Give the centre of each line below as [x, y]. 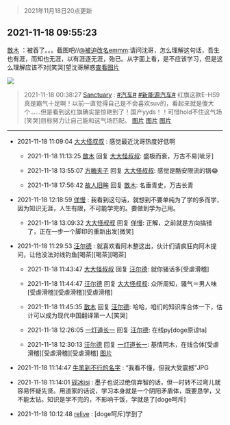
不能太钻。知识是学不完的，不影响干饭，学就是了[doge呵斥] [101, 399]
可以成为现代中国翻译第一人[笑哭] [80, 315]
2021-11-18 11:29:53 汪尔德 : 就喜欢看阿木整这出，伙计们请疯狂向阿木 [114, 245]
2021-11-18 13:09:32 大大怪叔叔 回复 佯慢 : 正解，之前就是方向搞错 [119, 223]
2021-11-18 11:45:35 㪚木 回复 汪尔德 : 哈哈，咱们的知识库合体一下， [122, 306]
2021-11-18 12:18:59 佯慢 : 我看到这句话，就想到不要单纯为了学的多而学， [120, 199]
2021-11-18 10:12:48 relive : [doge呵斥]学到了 [80, 413]
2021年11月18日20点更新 [58, 11]
